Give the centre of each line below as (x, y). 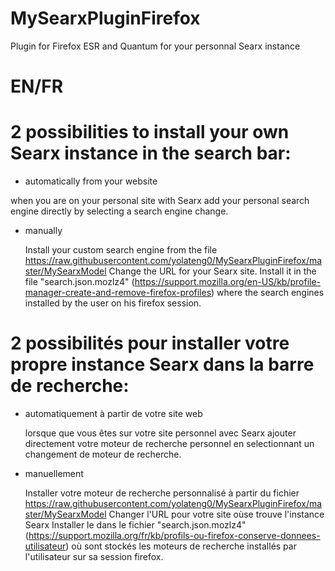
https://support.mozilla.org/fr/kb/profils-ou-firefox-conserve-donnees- (174, 535)
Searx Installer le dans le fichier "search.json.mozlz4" (135, 525)
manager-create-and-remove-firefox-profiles (118, 293)
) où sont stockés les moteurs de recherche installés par (181, 546)
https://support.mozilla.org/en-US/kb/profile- (228, 282)
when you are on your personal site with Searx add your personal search (160, 201)
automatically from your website (91, 181)
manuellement (54, 473)
